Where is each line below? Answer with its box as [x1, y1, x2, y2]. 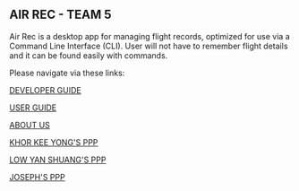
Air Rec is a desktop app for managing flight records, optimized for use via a [9, 30, 291, 41]
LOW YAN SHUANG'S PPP [9, 154, 107, 165]
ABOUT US [9, 119, 51, 130]
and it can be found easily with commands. [9, 49, 168, 61]
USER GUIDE [9, 102, 56, 113]
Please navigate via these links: [9, 67, 125, 78]
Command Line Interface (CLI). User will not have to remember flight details [9, 40, 288, 51]
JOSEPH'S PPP [9, 171, 65, 182]
